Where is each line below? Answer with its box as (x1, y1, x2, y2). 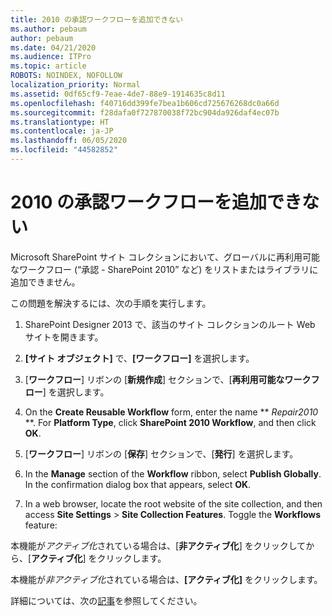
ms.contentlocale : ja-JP (10, 126, 114, 136)
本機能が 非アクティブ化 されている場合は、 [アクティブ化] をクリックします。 (10, 573, 323, 585)
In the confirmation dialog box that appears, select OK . (24, 478, 252, 490)
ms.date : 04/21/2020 (10, 42, 97, 53)
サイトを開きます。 (24, 331, 104, 343)
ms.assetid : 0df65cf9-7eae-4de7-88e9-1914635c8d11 (10, 89, 226, 99)
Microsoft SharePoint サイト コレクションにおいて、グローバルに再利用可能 (10, 251, 320, 263)
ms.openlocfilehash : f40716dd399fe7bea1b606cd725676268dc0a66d (10, 98, 280, 108)
